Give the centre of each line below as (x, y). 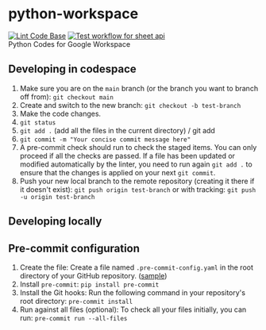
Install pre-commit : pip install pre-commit (89, 284)
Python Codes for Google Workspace (69, 44)
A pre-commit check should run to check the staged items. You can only (138, 147)
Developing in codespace (72, 69)
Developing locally (55, 222)
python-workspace (73, 14)
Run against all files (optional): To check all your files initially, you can (133, 309)
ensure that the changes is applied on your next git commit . (118, 172)
